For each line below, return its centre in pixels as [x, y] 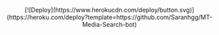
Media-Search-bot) [109, 24]
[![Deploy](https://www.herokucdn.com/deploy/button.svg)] [109, 10]
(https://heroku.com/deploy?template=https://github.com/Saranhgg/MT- [109, 17]
